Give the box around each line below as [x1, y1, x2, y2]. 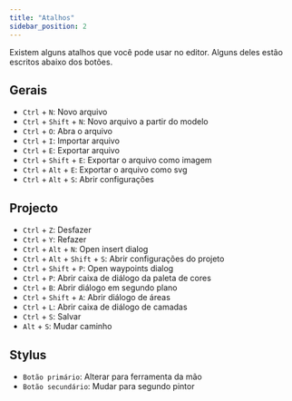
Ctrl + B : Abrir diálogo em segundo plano [22, 282, 178, 293]
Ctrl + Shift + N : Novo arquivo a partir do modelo [22, 116, 209, 127]
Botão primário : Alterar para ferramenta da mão [22, 371, 202, 382]
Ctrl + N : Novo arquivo [22, 106, 108, 118]
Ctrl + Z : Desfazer [22, 224, 92, 236]
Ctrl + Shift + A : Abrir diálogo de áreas [22, 292, 170, 303]
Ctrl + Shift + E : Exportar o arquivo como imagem [22, 155, 212, 166]
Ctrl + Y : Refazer [22, 234, 87, 245]
